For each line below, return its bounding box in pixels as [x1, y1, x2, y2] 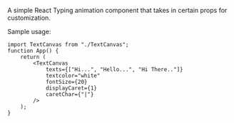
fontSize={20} [45, 78, 88, 85]
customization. [7, 14, 51, 22]
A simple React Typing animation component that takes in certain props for [7, 6, 228, 14]
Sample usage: [7, 28, 51, 36]
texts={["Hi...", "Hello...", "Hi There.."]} [45, 66, 183, 73]
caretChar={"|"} [45, 91, 94, 98]
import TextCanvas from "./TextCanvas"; [7, 41, 130, 48]
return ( [20, 53, 46, 60]
